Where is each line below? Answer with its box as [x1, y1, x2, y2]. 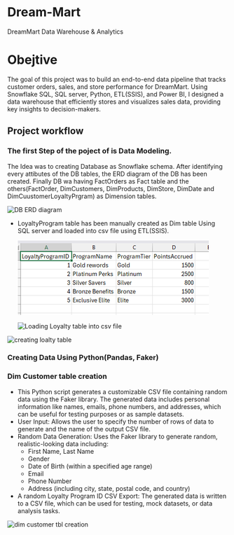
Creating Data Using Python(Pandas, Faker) [7, 353, 159, 363]
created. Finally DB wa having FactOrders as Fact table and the [7, 176, 189, 186]
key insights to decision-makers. [7, 104, 102, 113]
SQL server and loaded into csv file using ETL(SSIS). [17, 226, 170, 235]
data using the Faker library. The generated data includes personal [17, 395, 210, 403]
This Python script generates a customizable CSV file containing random [17, 387, 228, 396]
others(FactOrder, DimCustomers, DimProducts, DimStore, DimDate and [7, 184, 215, 193]
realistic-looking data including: [17, 439, 109, 448]
